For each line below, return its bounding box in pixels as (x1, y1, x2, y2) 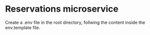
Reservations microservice (5, 3, 119, 15)
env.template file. (5, 24, 41, 30)
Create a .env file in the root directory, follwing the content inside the (5, 19, 146, 25)
